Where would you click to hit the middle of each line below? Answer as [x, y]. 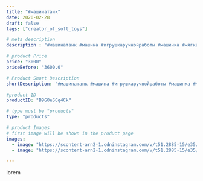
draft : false [23, 23]
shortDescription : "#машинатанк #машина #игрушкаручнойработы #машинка [98, 84]
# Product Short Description [43, 78]
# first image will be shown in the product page [70, 133]
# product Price [27, 56]
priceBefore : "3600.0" [35, 67]
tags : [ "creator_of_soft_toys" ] [47, 29]
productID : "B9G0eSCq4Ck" [39, 100]
